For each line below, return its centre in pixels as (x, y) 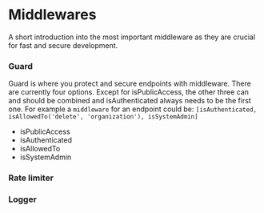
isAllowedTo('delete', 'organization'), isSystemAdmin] (103, 117)
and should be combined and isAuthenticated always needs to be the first (130, 101)
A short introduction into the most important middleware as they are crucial (132, 37)
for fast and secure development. (63, 45)
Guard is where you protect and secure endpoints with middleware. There (130, 84)
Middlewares (52, 15)
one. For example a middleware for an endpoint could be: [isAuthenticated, (133, 109)
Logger (23, 199)
